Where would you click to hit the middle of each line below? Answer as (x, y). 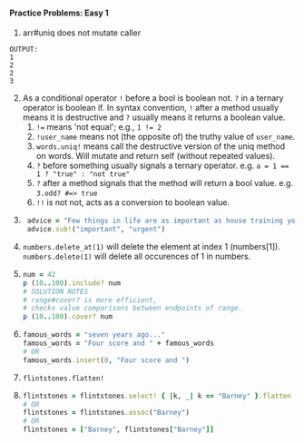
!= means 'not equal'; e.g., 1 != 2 (98, 127)
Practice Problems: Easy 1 (59, 13)
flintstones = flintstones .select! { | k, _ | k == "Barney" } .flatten (157, 396)
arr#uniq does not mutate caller (82, 33)
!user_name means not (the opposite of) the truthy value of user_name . (166, 137)
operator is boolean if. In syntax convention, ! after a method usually (151, 108)
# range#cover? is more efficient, (90, 300)
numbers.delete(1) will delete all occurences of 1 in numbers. (137, 256)
